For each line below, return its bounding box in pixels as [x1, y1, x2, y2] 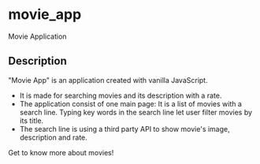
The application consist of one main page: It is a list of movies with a [19, 99, 243, 108]
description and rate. [19, 132, 88, 142]
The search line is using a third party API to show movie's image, [19, 124, 230, 133]
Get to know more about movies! [8, 147, 114, 157]
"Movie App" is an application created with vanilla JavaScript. [8, 75, 208, 84]
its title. [19, 116, 44, 125]
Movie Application [8, 32, 67, 41]
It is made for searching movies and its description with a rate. [19, 91, 222, 100]
